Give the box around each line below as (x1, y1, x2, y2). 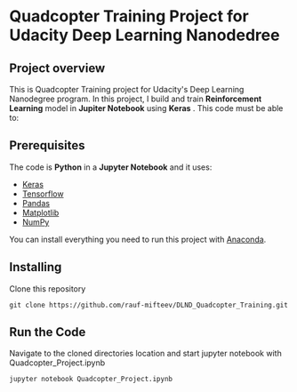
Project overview (9, 60, 106, 76)
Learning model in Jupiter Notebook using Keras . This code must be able (9, 103, 284, 113)
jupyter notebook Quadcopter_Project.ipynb (9, 375, 173, 384)
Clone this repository (9, 283, 86, 294)
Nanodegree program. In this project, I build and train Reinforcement (9, 93, 262, 104)
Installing (9, 260, 62, 275)
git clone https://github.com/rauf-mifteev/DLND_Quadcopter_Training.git (9, 300, 289, 309)
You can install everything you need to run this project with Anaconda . (9, 234, 267, 244)
